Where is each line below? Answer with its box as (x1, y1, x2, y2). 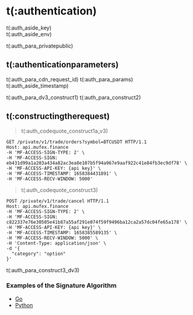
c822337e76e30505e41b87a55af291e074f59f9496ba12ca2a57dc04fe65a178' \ (6, 219, 188, 225)
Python (14, 301, 33, 308)
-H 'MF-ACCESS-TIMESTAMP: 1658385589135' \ (6, 229, 118, 235)
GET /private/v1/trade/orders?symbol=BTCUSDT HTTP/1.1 (6, 139, 147, 145)
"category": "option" (11, 251, 66, 257)
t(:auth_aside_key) (6, 24, 52, 31)
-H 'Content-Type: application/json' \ (6, 240, 107, 246)
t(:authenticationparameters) (6, 60, 119, 70)
